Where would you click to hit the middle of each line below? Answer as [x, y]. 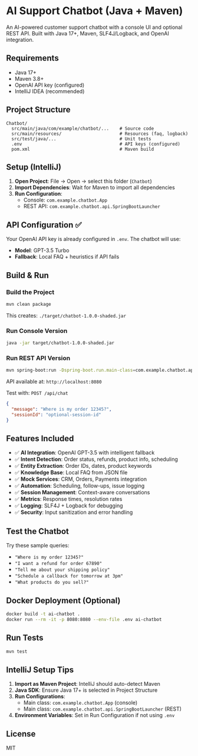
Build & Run [27, 275]
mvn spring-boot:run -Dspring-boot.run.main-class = [71, 370]
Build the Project [30, 292]
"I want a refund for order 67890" [58, 564]
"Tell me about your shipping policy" [62, 570]
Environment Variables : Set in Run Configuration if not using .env [95, 715]
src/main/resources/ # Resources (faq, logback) [100, 134]
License [21, 734]
